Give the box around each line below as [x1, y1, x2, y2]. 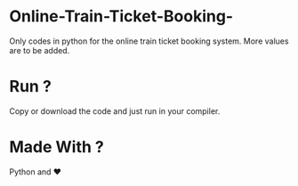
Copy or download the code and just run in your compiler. [9, 105, 221, 117]
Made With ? [9, 137, 104, 158]
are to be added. [9, 44, 70, 55]
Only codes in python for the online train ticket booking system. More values [9, 36, 289, 46]
